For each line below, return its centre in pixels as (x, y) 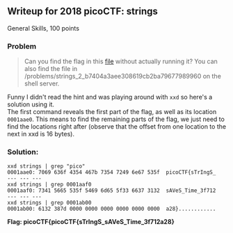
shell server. (42, 83)
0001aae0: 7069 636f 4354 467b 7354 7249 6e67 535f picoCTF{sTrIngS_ (112, 172)
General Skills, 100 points (43, 28)
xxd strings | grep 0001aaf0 (49, 185)
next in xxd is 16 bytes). (41, 134)
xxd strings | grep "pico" (46, 166)
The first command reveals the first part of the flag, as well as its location (112, 112)
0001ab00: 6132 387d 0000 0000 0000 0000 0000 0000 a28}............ (112, 209)
